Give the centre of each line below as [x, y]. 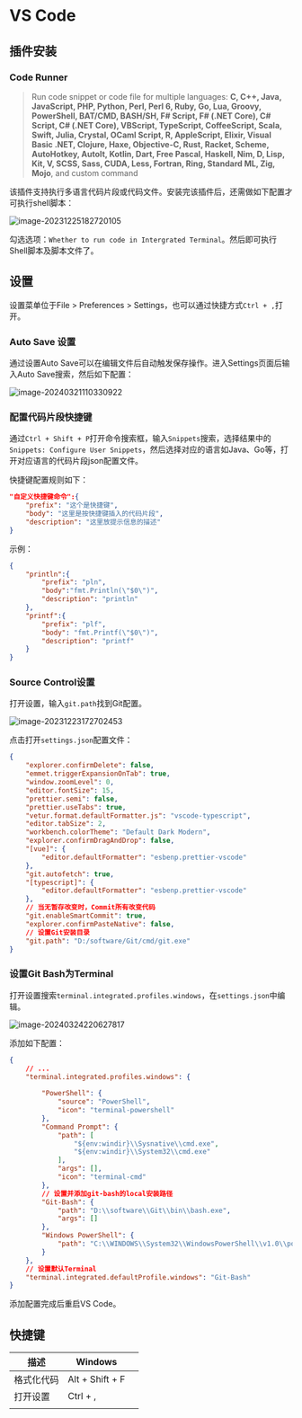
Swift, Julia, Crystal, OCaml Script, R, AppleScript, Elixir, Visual [151, 135]
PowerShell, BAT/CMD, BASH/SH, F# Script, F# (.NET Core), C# [151, 115]
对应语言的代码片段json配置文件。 [80, 461]
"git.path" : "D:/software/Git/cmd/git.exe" [108, 941]
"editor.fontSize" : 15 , [70, 790]
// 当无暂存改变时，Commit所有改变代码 [90, 908]
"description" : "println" [90, 599]
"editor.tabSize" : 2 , [66, 824]
